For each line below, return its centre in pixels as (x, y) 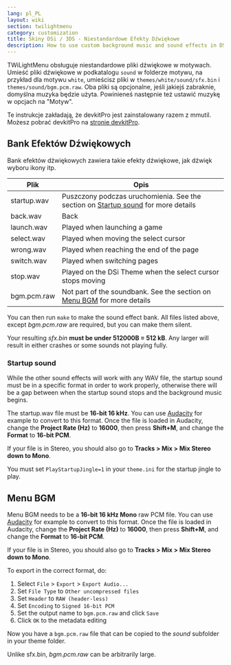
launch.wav (29, 227)
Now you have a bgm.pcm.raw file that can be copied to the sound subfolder (113, 633)
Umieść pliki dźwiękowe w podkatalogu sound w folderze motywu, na (105, 72)
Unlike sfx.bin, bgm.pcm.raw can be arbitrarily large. (81, 654)
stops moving (84, 281)
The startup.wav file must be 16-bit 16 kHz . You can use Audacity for (105, 413)
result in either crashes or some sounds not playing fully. (88, 345)
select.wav (28, 238)
